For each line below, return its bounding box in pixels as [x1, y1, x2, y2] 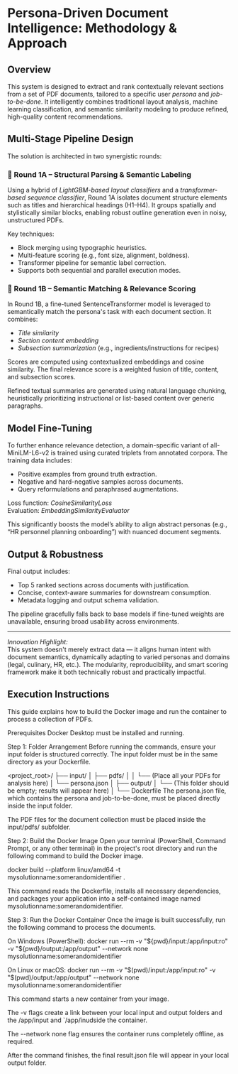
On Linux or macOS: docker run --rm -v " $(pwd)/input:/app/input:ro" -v [7, 965, 216, 974]
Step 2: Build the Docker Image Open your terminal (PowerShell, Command [7, 836, 227, 845]
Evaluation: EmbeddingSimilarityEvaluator [7, 506, 130, 515]
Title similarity [17, 329, 59, 337]
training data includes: [7, 456, 72, 465]
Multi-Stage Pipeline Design [7, 133, 134, 145]
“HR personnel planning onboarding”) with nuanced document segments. [7, 528, 222, 536]
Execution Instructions [7, 688, 110, 700]
